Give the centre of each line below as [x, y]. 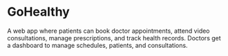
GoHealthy [39, 12]
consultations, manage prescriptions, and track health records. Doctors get [114, 38]
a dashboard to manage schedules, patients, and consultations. [97, 45]
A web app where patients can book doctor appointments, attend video [108, 31]
